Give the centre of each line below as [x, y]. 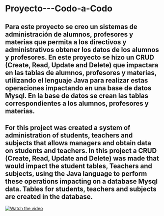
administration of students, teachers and [69, 135]
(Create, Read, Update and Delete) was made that [82, 158]
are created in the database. [49, 197]
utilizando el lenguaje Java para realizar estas [77, 80]
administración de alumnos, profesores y [69, 34]
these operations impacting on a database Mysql [82, 181]
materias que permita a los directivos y [66, 42]
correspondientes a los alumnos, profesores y [77, 103]
